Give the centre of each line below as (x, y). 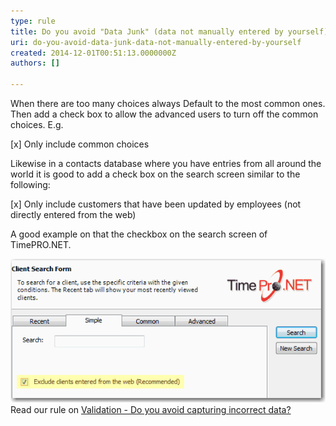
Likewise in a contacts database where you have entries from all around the (166, 163)
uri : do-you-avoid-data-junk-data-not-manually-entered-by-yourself (156, 42)
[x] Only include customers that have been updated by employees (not (156, 204)
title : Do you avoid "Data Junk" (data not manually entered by (147, 31)
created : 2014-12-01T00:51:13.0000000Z (93, 53)
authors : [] (35, 63)
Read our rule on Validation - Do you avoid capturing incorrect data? (151, 409)
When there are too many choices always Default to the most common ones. (168, 103)
